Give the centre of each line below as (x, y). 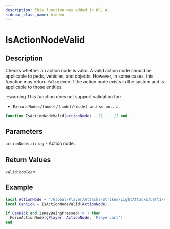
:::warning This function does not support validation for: (63, 96)
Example (19, 188)
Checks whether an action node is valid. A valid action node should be (78, 70)
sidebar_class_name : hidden (35, 15)
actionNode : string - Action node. (40, 144)
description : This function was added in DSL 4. (57, 10)
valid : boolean (20, 172)
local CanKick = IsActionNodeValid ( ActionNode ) (56, 204)
